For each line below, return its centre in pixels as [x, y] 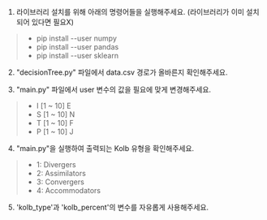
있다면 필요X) [53, 22]
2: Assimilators [61, 173]
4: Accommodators [69, 190]
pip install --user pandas [78, 47]
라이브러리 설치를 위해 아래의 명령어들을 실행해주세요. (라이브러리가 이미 [130, 12]
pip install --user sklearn [78, 56]
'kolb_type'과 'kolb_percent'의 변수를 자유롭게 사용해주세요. [112, 207]
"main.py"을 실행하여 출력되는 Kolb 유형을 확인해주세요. [105, 148]
